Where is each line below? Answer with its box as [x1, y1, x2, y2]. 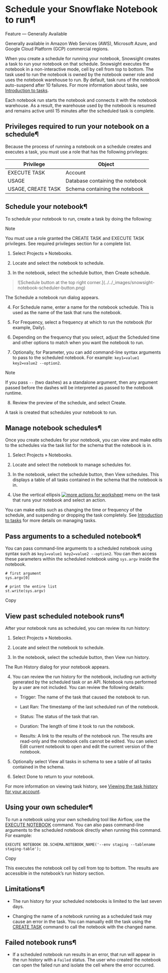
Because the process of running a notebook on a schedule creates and [5, 143, 151, 149]
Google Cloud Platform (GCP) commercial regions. [5, 46, 109, 52]
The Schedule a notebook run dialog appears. [5, 294, 99, 300]
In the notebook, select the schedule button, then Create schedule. [12, 270, 150, 276]
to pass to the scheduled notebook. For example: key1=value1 [12, 354, 139, 360]
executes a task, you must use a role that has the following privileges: [5, 149, 148, 155]
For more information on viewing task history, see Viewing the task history [5, 783, 158, 789]
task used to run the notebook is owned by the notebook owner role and [5, 71, 154, 77]
